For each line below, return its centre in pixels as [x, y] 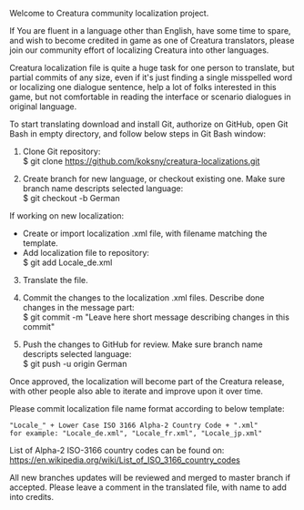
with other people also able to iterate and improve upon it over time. [137, 391]
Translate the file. [55, 280]
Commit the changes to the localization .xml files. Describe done [144, 298]
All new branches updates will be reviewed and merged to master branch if [150, 478]
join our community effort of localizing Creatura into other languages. [139, 50]
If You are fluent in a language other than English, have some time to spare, [150, 31]
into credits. [32, 497]
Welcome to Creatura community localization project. [109, 13]
